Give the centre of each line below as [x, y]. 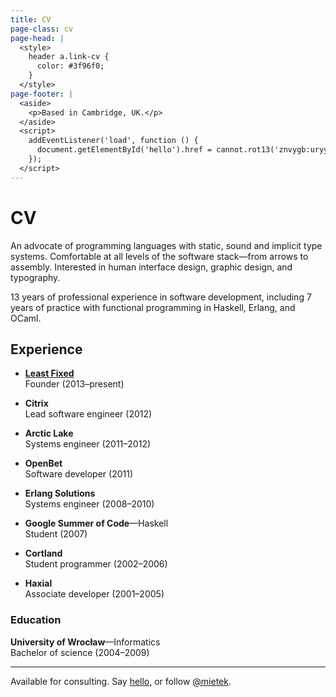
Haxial [38, 583]
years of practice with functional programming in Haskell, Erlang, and [153, 307]
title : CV [31, 19]
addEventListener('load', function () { [113, 141]
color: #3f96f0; [70, 66]
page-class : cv [42, 29]
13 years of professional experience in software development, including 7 [161, 297]
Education [36, 620]
